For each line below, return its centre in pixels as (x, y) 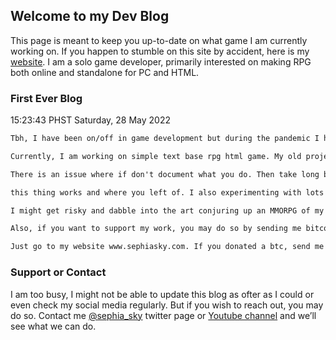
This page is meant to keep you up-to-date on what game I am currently (159, 40)
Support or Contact (58, 272)
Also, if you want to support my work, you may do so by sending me (156, 229)
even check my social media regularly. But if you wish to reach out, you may (167, 305)
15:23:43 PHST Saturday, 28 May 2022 (90, 120)
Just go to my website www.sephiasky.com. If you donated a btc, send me (167, 247)
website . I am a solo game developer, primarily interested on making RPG (161, 61)
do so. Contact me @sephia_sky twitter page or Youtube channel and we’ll (163, 315)
